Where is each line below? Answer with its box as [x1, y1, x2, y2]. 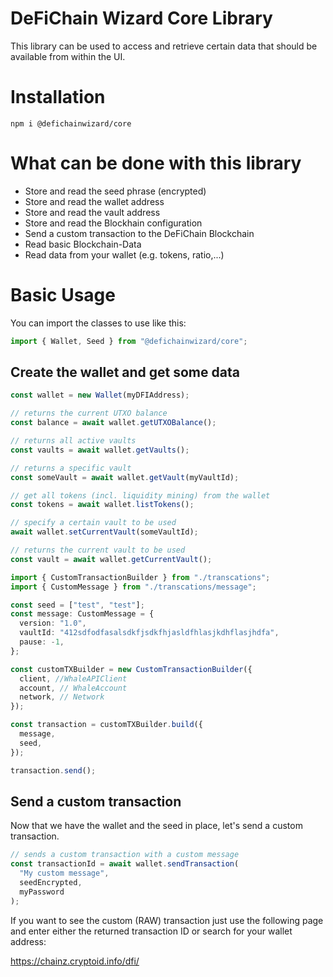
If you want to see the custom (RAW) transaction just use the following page [10, 914, 324, 926]
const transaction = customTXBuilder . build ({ [10, 720, 203, 730]
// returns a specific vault [10, 463, 132, 473]
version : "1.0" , [19, 618, 87, 629]
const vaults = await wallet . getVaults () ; [10, 445, 190, 455]
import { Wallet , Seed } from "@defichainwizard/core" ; [10, 336, 248, 346]
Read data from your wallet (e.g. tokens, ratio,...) [24, 248, 225, 261]
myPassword [19, 887, 65, 897]
